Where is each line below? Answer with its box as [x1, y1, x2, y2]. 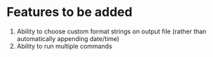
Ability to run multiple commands [16, 42, 113, 50]
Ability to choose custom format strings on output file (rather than [16, 27, 207, 35]
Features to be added [6, 4, 132, 20]
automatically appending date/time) [16, 34, 120, 42]
